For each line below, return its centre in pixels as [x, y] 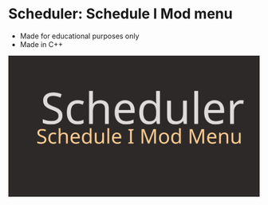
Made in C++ [41, 44]
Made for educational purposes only [79, 36]
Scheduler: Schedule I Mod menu [120, 14]
